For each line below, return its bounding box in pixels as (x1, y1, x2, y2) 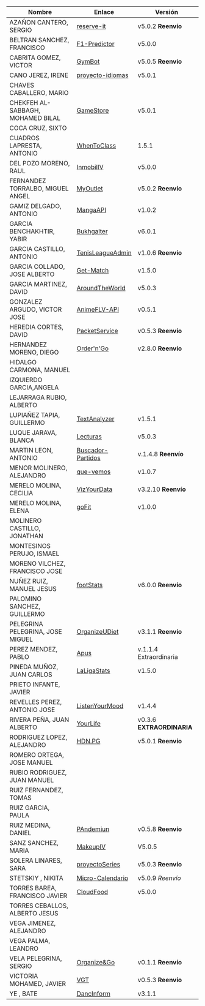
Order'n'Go (76, 344, 109, 353)
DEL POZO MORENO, (9, 159, 70, 167)
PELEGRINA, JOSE (9, 628, 62, 636)
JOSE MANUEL (9, 759, 53, 767)
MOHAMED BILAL (9, 114, 61, 122)
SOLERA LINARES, (9, 857, 62, 865)
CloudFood (76, 888, 109, 896)
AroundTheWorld (76, 284, 126, 292)
